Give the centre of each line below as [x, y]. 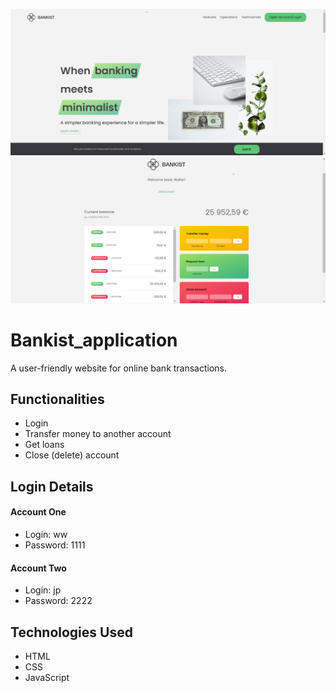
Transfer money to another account [98, 434]
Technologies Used [71, 632]
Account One [38, 512]
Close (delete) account [72, 455]
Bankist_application [94, 340]
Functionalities [57, 399]
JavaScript [47, 677]
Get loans [44, 445]
